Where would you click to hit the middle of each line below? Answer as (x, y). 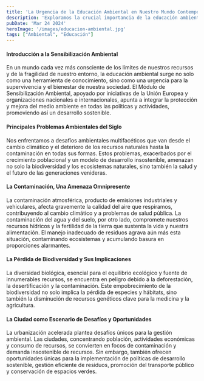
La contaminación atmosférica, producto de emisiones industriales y (92, 200)
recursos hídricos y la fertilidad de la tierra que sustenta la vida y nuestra (98, 226)
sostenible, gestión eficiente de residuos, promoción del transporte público (100, 365)
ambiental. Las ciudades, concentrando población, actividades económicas (101, 339)
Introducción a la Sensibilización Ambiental (62, 54)
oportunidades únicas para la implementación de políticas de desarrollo (96, 358)
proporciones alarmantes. (39, 245)
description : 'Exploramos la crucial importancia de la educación (92, 18)
